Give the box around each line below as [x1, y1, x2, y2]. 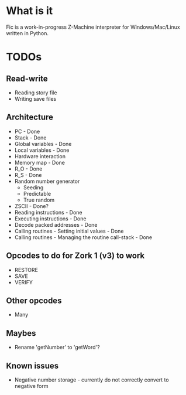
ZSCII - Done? [14, 202, 49, 209]
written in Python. [6, 29, 49, 36]
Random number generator [14, 178, 80, 185]
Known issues [6, 360, 59, 370]
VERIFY [14, 278, 33, 285]
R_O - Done [14, 165, 43, 172]
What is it [6, 4, 53, 18]
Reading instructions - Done [14, 209, 82, 216]
